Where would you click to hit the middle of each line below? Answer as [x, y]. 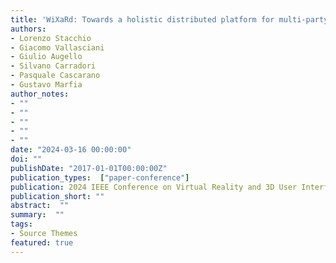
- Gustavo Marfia [46, 85]
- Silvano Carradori [53, 66]
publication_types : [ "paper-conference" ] [100, 177]
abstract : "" [40, 206]
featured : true [42, 242]
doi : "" [26, 159]
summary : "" [37, 215]
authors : [28, 29]
